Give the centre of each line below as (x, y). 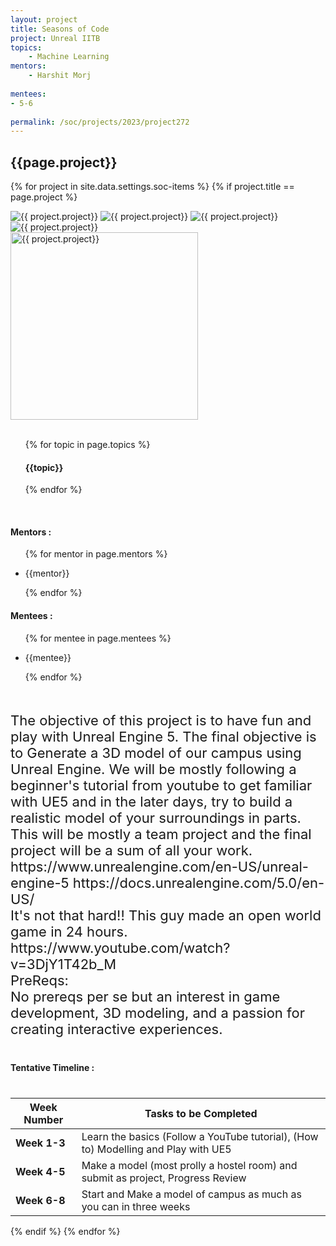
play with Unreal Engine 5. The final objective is (163, 736)
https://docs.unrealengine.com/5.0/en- (198, 882)
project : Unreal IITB (55, 38)
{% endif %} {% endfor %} (65, 1231)
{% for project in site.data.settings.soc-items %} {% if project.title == (152, 187)
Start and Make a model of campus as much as (191, 1194)
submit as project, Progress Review (164, 1178)
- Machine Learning (69, 57)
